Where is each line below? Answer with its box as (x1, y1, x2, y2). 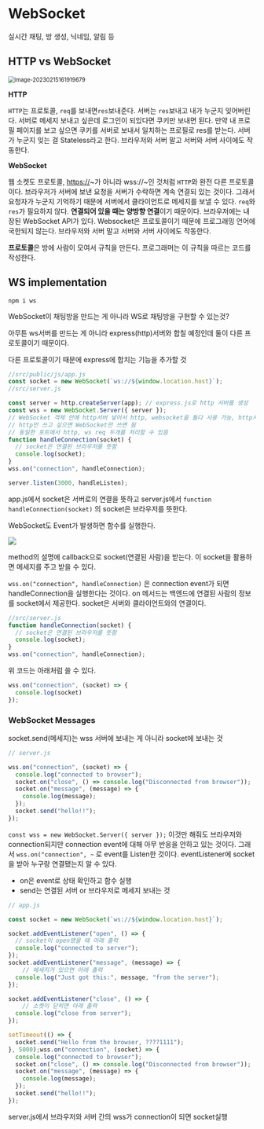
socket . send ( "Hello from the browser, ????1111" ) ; (15, 1038, 185, 1046)
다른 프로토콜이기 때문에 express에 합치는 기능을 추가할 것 (8, 354, 187, 364)
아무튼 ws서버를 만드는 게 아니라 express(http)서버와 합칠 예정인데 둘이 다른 (8, 328, 244, 338)
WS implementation (8, 276, 108, 289)
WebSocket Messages (8, 714, 96, 725)
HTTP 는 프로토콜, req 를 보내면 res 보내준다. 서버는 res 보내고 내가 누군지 (8, 105, 224, 115)
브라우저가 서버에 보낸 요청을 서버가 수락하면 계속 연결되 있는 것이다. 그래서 (24, 186, 255, 196)
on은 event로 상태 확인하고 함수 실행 (19, 875, 132, 885)
